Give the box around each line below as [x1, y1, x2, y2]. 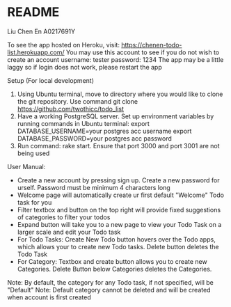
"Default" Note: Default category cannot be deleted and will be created [7, 285, 211, 294]
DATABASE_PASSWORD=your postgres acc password [17, 134, 173, 143]
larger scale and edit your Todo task [17, 228, 121, 236]
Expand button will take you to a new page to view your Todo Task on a [17, 220, 222, 228]
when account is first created [7, 293, 92, 301]
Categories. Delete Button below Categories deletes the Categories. [17, 265, 212, 273]
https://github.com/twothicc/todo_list [17, 104, 124, 113]
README [7, 4, 60, 20]
